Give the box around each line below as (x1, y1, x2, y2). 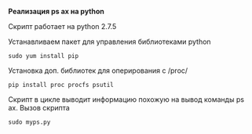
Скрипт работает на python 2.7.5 (8, 22, 117, 31)
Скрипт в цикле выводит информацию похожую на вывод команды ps (8, 95, 245, 104)
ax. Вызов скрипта (8, 103, 71, 112)
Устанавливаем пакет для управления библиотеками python (8, 37, 211, 46)
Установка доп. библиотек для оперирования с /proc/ (8, 66, 188, 75)
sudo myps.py (8, 118, 51, 126)
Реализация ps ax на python (8, 7, 104, 16)
